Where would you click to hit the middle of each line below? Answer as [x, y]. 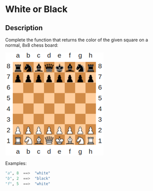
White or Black [36, 9]
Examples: [16, 163]
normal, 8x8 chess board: [32, 45]
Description [24, 28]
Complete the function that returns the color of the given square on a [77, 40]
